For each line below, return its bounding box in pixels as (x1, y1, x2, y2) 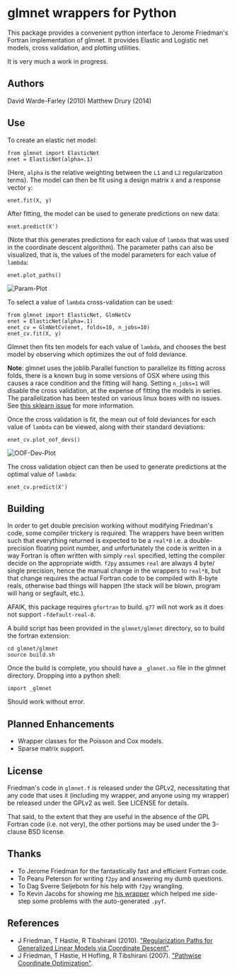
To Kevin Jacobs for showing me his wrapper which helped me (17, 889, 202, 898)
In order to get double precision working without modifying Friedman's (7, 522, 214, 530)
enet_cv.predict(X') (7, 483, 69, 491)
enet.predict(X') (7, 223, 59, 230)
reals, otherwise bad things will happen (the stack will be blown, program (7, 582, 221, 590)
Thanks (7, 848, 42, 860)
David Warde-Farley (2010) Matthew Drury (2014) (7, 96, 152, 105)
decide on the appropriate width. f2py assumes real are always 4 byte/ (7, 559, 215, 568)
